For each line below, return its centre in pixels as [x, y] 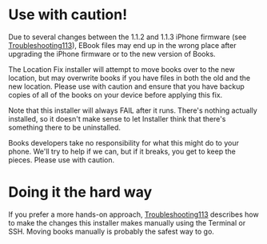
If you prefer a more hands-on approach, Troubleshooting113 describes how [133, 214]
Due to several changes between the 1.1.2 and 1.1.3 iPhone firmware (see [128, 37]
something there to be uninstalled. [65, 127]
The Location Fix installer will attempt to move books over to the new [122, 69]
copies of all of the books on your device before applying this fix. [116, 94]
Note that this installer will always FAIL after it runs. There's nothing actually [133, 110]
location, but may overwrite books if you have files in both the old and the [129, 78]
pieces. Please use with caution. [61, 160]
